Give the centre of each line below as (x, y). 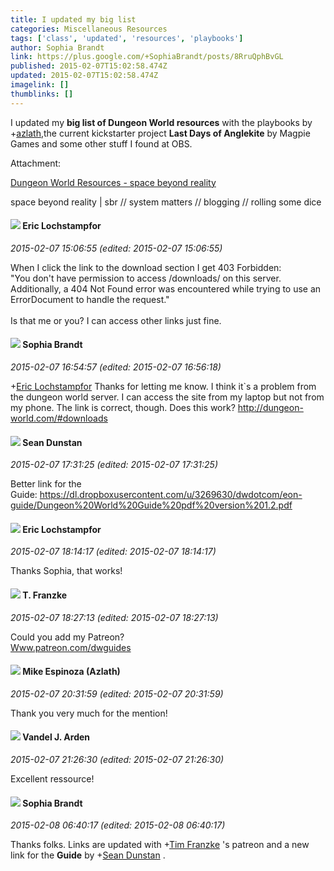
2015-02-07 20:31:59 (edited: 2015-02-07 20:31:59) (117, 693)
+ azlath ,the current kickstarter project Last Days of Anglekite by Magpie (160, 133)
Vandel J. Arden (56, 737)
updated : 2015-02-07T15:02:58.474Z (84, 76)
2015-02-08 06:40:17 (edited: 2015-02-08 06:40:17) (118, 825)
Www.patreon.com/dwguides (71, 647)
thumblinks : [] (42, 94)
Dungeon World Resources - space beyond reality (113, 182)
